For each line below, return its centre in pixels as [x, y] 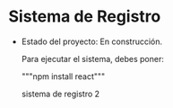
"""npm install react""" [63, 76]
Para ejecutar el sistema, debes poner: [93, 58]
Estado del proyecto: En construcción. [92, 41]
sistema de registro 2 [61, 94]
